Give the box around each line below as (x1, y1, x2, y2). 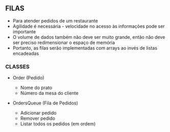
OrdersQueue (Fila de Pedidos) (12, 100, 78, 106)
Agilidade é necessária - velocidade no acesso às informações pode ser (12, 23, 165, 29)
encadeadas (12, 50, 39, 56)
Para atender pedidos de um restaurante (12, 17, 98, 24)
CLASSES (5, 63, 30, 70)
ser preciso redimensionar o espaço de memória (12, 39, 115, 46)
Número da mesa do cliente (20, 90, 79, 96)
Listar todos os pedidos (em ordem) (20, 121, 96, 127)
